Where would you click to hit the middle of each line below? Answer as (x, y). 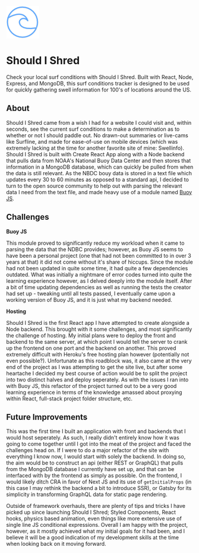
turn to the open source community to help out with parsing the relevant (94, 186)
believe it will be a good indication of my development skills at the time (93, 538)
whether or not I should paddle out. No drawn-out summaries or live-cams (97, 135)
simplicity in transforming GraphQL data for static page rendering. (87, 494)
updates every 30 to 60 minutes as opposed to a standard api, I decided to (97, 179)
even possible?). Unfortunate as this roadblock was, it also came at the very (99, 361)
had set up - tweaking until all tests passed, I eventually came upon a (91, 293)
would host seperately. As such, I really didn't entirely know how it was (93, 438)
